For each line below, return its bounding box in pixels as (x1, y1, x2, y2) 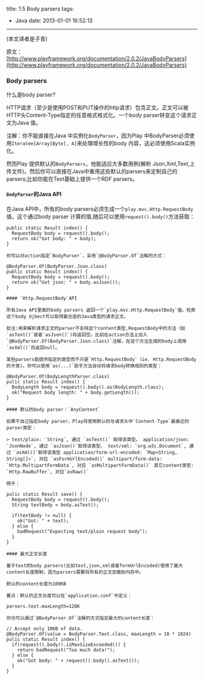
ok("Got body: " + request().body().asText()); (17, 658, 140, 664)
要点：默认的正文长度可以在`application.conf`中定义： (6, 592, 132, 599)
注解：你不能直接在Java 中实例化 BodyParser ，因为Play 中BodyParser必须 (6, 132, 189, 139)
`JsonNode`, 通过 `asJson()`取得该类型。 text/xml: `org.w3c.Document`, (6, 443, 187, 449)
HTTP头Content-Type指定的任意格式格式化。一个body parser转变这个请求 (6, 112, 192, 119)
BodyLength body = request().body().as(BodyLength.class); (12, 384, 165, 390)
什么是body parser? (6, 91, 56, 98)
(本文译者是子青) (6, 35, 48, 42)
